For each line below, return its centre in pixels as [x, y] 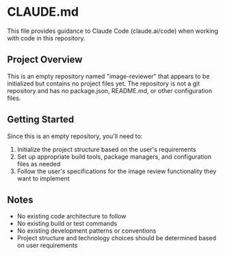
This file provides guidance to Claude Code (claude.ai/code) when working [113, 31]
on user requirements [47, 245]
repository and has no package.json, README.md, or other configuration [110, 90]
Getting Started [41, 119]
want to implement [43, 178]
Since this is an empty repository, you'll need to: [75, 136]
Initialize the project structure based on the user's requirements [106, 149]
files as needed [39, 164]
